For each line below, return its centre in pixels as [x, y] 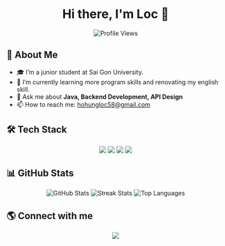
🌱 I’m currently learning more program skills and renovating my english [117, 82]
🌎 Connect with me [50, 216]
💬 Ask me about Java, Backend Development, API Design [100, 97]
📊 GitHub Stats [40, 173]
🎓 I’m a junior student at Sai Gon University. [80, 72]
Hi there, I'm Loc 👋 [116, 14]
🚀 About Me [32, 55]
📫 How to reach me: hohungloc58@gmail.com [83, 104]
